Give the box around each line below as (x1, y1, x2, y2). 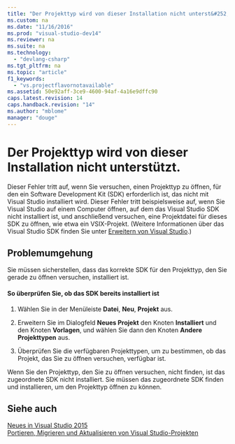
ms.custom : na (7, 17, 49, 24)
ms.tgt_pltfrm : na (7, 62, 61, 69)
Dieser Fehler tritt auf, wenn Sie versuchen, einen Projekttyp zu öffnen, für (7, 182, 222, 191)
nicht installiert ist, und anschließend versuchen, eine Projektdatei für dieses (7, 212, 227, 220)
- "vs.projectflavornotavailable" (13, 82, 114, 89)
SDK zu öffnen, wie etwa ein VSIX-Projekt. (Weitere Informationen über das (7, 220, 225, 228)
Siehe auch (7, 403, 57, 415)
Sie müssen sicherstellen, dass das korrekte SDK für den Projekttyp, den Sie (7, 266, 227, 274)
